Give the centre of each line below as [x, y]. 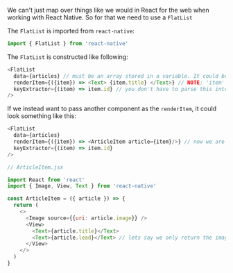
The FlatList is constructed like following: [68, 57]
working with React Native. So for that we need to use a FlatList [100, 17]
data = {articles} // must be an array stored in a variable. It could [116, 76]
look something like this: [42, 116]
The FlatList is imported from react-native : [71, 31]
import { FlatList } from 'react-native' [68, 44]
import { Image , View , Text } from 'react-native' [82, 186]
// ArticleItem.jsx [35, 167]
